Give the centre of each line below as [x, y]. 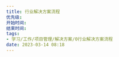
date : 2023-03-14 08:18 [36, 45]
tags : [13, 34]
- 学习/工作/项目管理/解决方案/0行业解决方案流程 [59, 39]
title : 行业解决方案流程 [33, 12]
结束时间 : [16, 28]
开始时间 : [16, 23]
